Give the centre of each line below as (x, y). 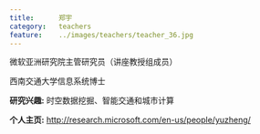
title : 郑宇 (41, 18)
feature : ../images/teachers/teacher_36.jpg (102, 35)
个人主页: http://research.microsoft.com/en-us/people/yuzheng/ (130, 120)
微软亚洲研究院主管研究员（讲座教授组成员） (94, 62)
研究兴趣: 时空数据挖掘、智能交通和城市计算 (92, 100)
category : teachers (51, 26)
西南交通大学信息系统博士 (57, 81)
